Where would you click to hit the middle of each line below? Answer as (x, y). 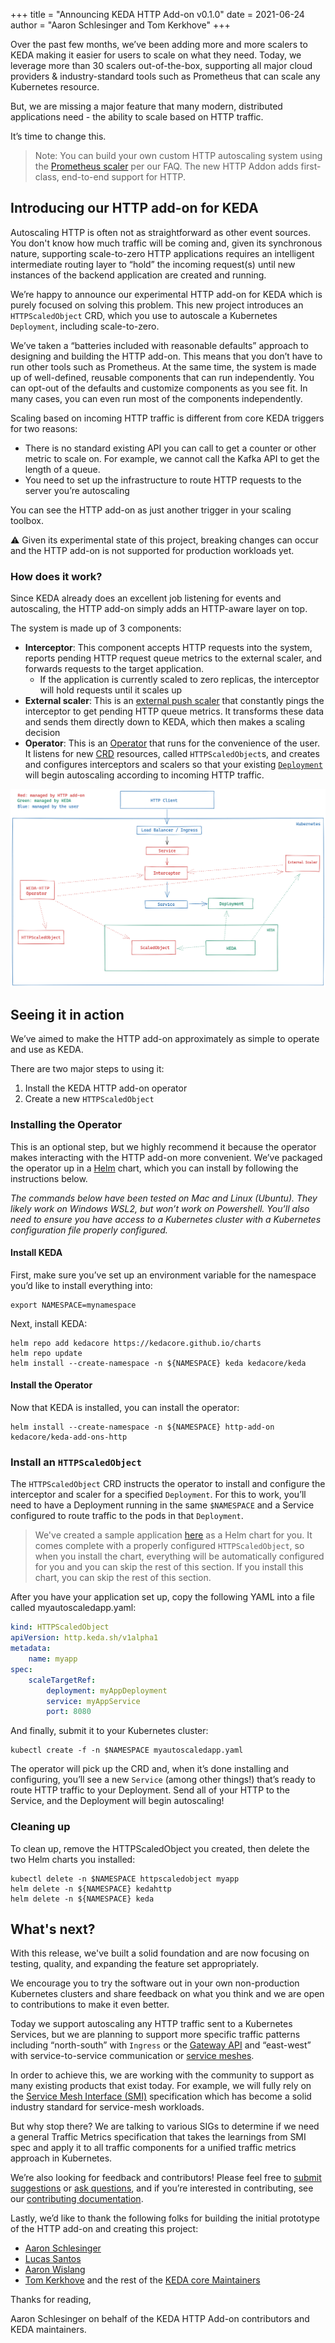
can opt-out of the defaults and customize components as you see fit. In (159, 388)
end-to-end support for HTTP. (124, 177)
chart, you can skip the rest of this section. (123, 1578)
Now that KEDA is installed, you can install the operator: (125, 1408)
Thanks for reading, (51, 2300)
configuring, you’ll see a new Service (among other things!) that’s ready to (163, 1780)
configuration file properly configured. (89, 1230)
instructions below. (49, 1178)
